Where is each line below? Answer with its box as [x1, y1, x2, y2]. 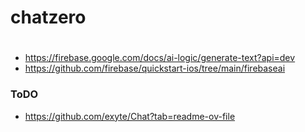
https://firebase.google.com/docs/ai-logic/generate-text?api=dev [24, 52, 296, 64]
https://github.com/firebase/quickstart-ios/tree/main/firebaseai [24, 62, 286, 75]
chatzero [10, 6, 87, 29]
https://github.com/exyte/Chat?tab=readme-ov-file [24, 110, 236, 122]
